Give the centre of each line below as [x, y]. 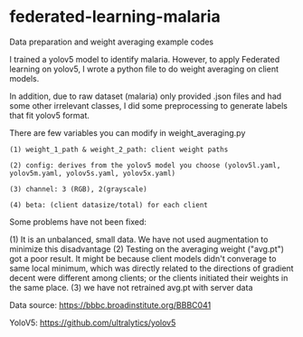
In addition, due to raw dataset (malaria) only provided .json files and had [146, 96]
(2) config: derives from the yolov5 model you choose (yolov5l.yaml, [145, 165]
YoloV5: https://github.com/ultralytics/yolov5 [93, 323]
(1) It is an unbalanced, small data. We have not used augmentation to [139, 239]
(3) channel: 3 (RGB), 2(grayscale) [78, 189]
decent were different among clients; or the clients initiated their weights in [149, 277]
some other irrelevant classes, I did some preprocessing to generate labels [148, 105]
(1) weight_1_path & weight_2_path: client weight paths [119, 149]
